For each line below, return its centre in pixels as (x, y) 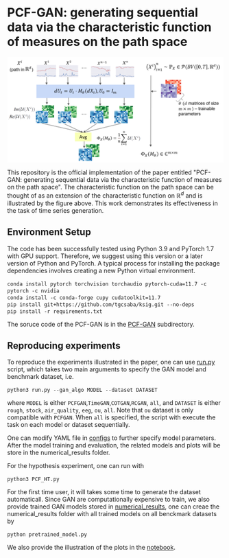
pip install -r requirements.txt (55, 311)
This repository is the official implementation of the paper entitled (99, 172)
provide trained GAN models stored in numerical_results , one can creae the (113, 507)
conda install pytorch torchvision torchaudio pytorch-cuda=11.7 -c (107, 284)
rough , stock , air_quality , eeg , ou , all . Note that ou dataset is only (100, 410)
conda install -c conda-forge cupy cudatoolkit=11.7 (84, 298)
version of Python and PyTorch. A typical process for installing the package (114, 263)
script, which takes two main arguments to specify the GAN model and (107, 369)
